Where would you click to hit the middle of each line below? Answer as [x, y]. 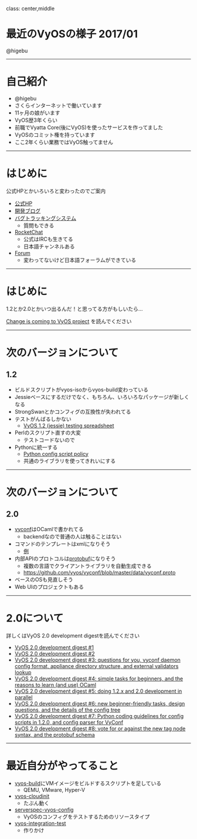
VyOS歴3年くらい [36, 120]
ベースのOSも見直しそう [44, 579]
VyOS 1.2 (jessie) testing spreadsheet [69, 425]
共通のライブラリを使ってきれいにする [69, 461]
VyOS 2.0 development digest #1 [54, 647]
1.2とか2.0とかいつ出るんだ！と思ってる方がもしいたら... [74, 308]
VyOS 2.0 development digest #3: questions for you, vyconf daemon [97, 660]
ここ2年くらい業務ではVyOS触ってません [64, 142]
